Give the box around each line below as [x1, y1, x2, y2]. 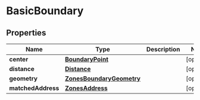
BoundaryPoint [64, 55, 109, 63]
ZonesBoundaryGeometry [64, 75, 141, 82]
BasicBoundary [6, 4, 84, 18]
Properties [6, 28, 46, 38]
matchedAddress [9, 84, 60, 92]
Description [146, 46, 180, 53]
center [9, 55, 29, 63]
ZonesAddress [64, 84, 108, 92]
